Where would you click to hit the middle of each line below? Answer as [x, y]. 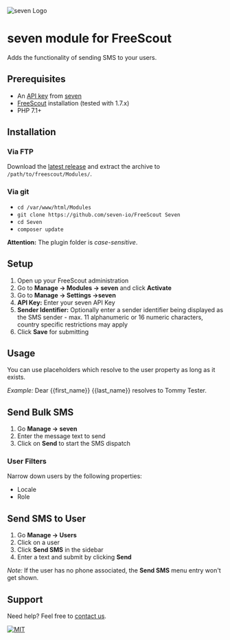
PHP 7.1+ [29, 110]
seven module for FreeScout [89, 39]
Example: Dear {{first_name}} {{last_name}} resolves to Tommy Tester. [107, 391]
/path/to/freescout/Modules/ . [50, 174]
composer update [40, 229]
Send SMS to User [47, 518]
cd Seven [30, 222]
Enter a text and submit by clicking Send [74, 557]
